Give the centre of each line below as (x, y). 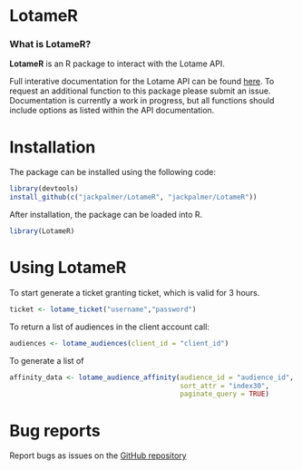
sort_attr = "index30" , (225, 386)
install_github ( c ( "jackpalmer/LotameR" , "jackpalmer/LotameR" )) (133, 197)
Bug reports (55, 431)
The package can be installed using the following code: (112, 172)
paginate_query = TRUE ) (225, 394)
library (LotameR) (42, 231)
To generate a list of (47, 360)
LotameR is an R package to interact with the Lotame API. (117, 64)
